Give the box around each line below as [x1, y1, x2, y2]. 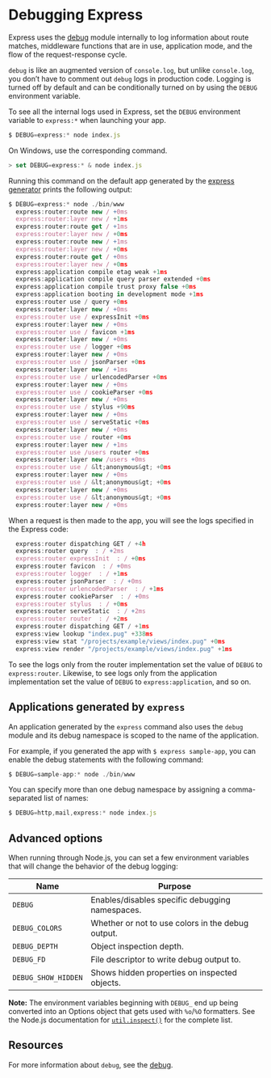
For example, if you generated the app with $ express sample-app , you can [8, 746, 256, 755]
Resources [8, 1038, 64, 1052]
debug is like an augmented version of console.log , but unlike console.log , [8, 65, 254, 74]
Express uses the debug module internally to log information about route [8, 32, 249, 42]
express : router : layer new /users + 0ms [15, 455, 147, 464]
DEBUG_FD [12, 955, 46, 964]
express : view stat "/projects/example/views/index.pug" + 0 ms [15, 637, 226, 645]
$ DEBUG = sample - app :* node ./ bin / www [8, 770, 135, 778]
